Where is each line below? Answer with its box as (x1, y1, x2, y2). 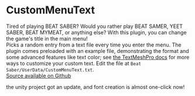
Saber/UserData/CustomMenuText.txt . (6, 66, 95, 73)
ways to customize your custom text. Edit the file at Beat (6, 59, 142, 67)
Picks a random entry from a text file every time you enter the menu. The (6, 41, 182, 48)
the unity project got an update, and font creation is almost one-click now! (6, 83, 185, 90)
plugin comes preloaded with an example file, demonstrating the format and (6, 47, 189, 54)
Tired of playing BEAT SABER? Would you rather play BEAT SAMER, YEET (6, 23, 183, 30)
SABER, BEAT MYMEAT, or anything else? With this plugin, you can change (6, 29, 187, 35)
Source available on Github (6, 72, 71, 79)
